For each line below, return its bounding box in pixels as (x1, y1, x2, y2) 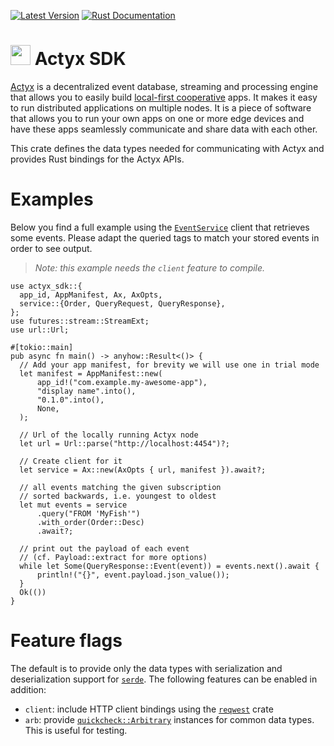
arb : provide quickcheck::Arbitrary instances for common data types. (24, 713, 315, 725)
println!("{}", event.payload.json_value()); (36, 570, 230, 580)
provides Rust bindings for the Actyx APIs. (10, 153, 185, 165)
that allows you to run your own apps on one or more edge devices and (10, 112, 305, 124)
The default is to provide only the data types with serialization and (10, 662, 283, 674)
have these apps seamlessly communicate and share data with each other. (10, 123, 318, 135)
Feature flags (10, 630, 123, 652)
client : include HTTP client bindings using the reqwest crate (24, 703, 274, 715)
